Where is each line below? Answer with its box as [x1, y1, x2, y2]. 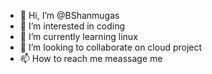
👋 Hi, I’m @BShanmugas [19, 10, 120, 21]
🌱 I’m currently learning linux [19, 31, 138, 42]
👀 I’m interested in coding [19, 20, 126, 32]
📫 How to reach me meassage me [19, 53, 163, 64]
